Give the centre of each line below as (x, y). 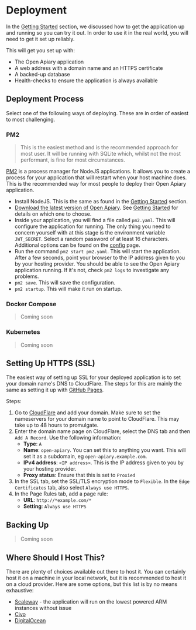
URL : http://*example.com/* (57, 500)
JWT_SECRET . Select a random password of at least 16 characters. (92, 239)
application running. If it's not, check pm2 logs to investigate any (92, 270)
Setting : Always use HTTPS (55, 507)
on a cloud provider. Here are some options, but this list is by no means (92, 584)
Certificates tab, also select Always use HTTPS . (72, 488)
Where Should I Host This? (56, 557)
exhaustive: (20, 591)
